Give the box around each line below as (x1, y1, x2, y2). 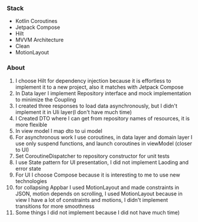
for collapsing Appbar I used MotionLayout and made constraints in (15, 184, 180, 191)
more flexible (15, 121, 48, 128)
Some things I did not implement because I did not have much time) (15, 208, 180, 216)
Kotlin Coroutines (15, 18, 58, 25)
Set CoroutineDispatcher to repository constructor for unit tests (15, 152, 170, 159)
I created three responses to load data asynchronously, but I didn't (15, 102, 178, 109)
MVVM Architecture (15, 37, 64, 44)
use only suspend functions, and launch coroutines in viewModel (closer (15, 140, 193, 147)
